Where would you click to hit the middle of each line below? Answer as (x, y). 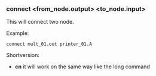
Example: (18, 33)
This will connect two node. (40, 22)
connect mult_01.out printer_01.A (49, 44)
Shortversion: (23, 55)
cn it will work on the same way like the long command (82, 66)
